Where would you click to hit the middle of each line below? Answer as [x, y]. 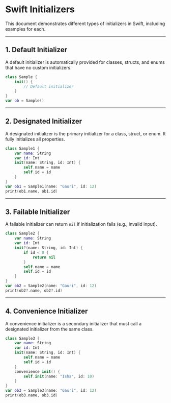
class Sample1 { [22, 148]
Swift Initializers [40, 9]
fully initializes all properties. [35, 139]
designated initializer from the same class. [50, 329]
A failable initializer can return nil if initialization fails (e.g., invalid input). [81, 224]
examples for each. [25, 29]
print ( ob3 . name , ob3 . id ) [32, 395]
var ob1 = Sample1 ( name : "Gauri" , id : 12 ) [51, 186]
